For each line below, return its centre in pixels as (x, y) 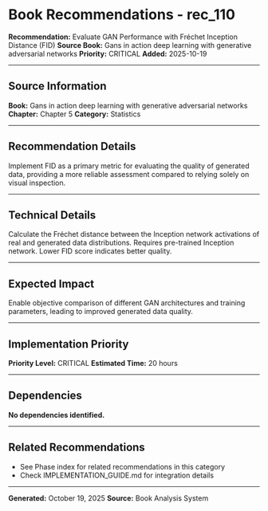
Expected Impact (51, 283)
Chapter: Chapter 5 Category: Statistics (75, 114)
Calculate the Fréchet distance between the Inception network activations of (134, 234)
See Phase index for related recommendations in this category (122, 466)
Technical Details (52, 215)
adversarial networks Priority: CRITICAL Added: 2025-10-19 (108, 53)
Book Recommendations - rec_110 (122, 15)
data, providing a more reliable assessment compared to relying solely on (129, 174)
